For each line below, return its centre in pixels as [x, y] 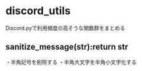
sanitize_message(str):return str [67, 47]
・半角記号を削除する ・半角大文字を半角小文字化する [71, 62]
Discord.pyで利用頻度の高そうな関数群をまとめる [65, 28]
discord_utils [38, 11]
